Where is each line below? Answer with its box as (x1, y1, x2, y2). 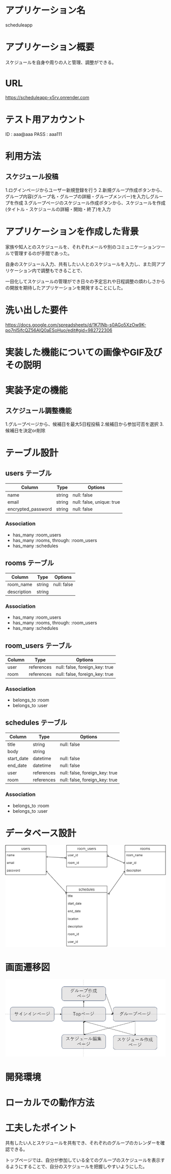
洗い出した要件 (5, 304, 68, 316)
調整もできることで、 (40, 267, 85, 273)
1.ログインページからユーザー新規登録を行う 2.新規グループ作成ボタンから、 (5, 187, 165, 193)
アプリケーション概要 (5, 41, 95, 53)
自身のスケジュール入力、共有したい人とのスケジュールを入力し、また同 (5, 261, 156, 267)
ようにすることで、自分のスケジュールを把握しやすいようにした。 (9, 1163, 148, 1170)
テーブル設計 (5, 448, 59, 459)
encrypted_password (7, 506, 52, 512)
